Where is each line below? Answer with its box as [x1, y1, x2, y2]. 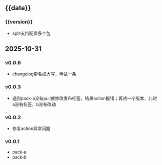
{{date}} [5, 4, 31, 12]
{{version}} [5, 19, 33, 25]
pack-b [12, 154, 27, 160]
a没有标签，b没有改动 [12, 101, 56, 107]
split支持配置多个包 [12, 30, 51, 36]
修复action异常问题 [12, 125, 51, 131]
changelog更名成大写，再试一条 [12, 71, 77, 77]
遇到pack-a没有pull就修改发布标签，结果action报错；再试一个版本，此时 [12, 95, 157, 101]
